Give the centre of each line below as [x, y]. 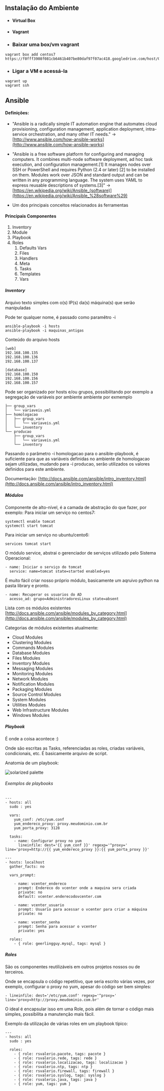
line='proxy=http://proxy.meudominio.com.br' [52, 1000]
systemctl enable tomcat [30, 521]
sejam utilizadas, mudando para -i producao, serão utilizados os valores [77, 464]
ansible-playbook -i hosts [32, 326]
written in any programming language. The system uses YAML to [77, 180]
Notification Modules [33, 684]
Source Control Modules [37, 694]
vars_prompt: [23, 875]
